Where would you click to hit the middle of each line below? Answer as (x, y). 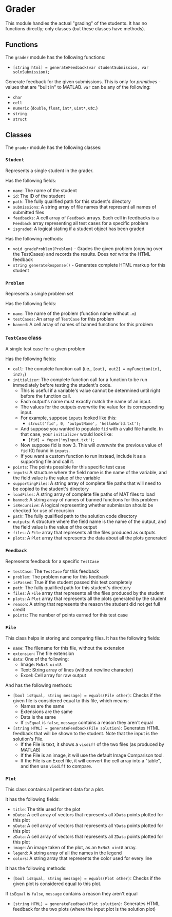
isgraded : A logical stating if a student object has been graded (79, 229)
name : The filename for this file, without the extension (69, 648)
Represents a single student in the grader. (50, 171)
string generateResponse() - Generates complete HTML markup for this (89, 265)
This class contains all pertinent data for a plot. (55, 790)
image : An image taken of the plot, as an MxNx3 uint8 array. (75, 848)
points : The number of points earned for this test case (70, 615)
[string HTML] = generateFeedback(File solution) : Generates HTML (86, 728)
